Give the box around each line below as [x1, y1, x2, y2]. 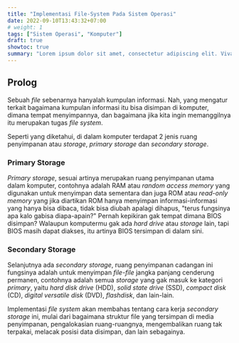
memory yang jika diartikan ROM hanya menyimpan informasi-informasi [7, 196, 218, 205]
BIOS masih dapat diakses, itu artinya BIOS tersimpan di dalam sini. [7, 226, 204, 235]
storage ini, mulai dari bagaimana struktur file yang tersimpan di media [7, 312, 215, 321]
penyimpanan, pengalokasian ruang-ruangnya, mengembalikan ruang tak [7, 320, 223, 329]
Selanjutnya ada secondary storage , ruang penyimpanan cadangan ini [7, 261, 213, 270]
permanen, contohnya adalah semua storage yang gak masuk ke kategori [7, 276, 223, 285]
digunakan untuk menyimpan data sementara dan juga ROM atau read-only [7, 188, 228, 197]
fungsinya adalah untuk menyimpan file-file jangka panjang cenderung [7, 268, 215, 277]
